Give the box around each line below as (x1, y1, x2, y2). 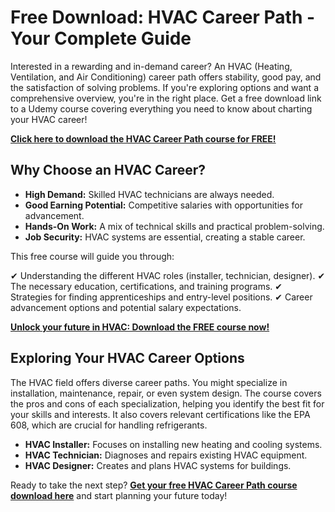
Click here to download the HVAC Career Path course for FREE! (10, 132, 277, 145)
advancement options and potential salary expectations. (10, 301, 242, 313)
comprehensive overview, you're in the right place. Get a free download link (10, 92, 322, 104)
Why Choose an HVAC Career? (10, 162, 207, 179)
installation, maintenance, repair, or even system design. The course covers (10, 387, 322, 399)
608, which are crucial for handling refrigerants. (10, 419, 208, 431)
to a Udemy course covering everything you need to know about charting (10, 102, 313, 115)
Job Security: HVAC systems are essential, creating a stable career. (24, 231, 306, 243)
